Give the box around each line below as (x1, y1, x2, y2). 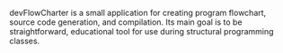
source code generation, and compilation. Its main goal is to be (9, 17, 243, 27)
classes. (9, 35, 40, 46)
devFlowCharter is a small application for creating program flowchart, (9, 8, 267, 18)
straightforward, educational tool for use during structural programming (9, 26, 274, 36)
